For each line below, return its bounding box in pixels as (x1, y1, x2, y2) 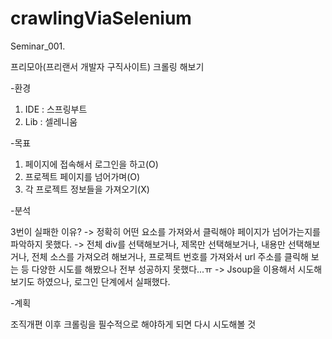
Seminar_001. (10, 40, 66, 52)
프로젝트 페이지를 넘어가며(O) (24, 170, 141, 182)
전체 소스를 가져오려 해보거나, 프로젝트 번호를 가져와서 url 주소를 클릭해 (31, 250, 309, 262)
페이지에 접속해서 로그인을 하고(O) (24, 158, 159, 170)
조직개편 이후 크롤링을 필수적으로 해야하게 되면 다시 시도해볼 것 (10, 318, 257, 330)
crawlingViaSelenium (10, 7, 192, 30)
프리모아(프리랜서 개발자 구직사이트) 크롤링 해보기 (10, 60, 205, 72)
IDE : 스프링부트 (24, 103, 88, 115)
